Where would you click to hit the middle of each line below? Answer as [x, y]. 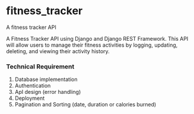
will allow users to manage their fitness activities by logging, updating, [92, 45]
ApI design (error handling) [48, 92]
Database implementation [46, 79]
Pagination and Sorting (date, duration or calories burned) [85, 105]
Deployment [30, 98]
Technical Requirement [40, 66]
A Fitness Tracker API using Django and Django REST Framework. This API [97, 38]
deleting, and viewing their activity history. [58, 51]
